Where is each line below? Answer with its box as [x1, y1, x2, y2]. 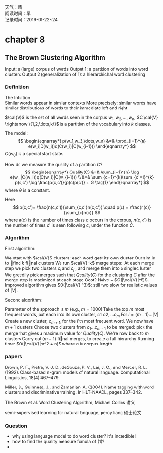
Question [5, 422, 28, 429]
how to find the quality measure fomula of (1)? [12, 438, 105, 444]
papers [5, 353, 22, 360]
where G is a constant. [5, 187, 50, 193]
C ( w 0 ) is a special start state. [5, 151, 63, 158]
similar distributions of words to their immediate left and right [5, 105, 128, 111]
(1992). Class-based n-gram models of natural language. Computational [5, 369, 150, 375]
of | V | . [5, 287, 18, 293]
